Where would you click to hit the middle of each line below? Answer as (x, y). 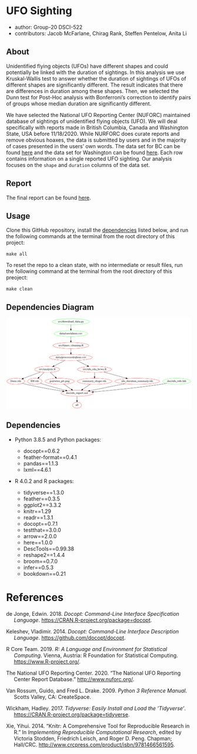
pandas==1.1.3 (41, 463)
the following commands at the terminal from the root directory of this (91, 236)
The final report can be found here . (49, 198)
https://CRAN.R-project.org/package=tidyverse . (72, 714)
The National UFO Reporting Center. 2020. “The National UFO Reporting (94, 673)
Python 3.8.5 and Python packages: (58, 439)
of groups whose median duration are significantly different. (79, 104)
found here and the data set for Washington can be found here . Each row (95, 152)
